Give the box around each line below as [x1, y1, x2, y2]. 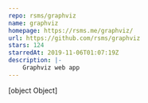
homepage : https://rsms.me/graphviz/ [8, 26, 134, 34]
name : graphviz [8, 19, 59, 27]
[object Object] [8, 85, 58, 95]
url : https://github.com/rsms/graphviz [8, 34, 141, 42]
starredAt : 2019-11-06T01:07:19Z [8, 49, 119, 57]
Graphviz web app [22, 64, 80, 72]
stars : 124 [8, 42, 45, 50]
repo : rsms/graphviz [8, 11, 77, 20]
